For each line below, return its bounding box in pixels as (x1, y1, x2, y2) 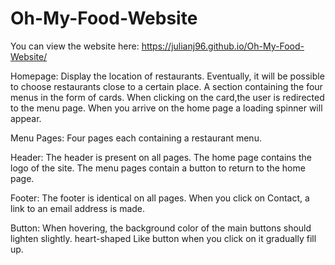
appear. (10, 112, 42, 124)
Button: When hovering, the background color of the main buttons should (10, 222, 312, 234)
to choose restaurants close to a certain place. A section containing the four (10, 80, 323, 92)
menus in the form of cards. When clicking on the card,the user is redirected (10, 91, 325, 103)
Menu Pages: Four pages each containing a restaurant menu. (10, 132, 262, 144)
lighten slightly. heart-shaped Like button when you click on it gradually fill (10, 232, 317, 244)
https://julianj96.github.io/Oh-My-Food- (141, 40, 305, 52)
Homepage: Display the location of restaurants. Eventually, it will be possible (10, 70, 325, 82)
